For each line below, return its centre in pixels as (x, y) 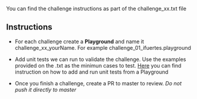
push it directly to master (45, 90)
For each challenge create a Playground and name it (79, 41)
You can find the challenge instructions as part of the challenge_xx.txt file (96, 9)
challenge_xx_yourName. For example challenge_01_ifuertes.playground (103, 47)
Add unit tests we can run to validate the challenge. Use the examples (100, 59)
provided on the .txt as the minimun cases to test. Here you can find (98, 65)
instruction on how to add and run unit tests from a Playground (91, 72)
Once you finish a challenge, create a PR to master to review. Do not (98, 83)
